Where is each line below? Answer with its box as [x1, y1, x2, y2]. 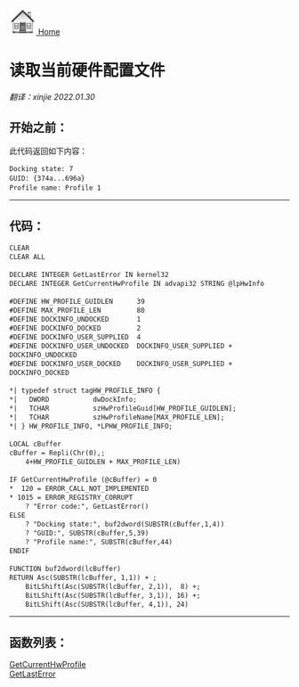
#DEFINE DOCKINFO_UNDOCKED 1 [9, 315, 141, 324]
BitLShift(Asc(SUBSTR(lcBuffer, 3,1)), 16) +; [25, 592, 201, 601]
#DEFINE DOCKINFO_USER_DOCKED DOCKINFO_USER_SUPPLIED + [9, 360, 233, 369]
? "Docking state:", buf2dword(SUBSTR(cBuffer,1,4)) [25, 520, 225, 529]
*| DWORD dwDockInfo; [9, 396, 138, 405]
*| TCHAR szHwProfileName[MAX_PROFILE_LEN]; [9, 413, 225, 422]
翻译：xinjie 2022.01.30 [9, 91, 95, 102]
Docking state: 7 [9, 164, 74, 173]
